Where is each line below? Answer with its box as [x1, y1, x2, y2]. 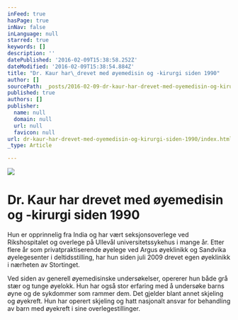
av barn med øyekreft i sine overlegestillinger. [7, 304, 140, 313]
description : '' [7, 50, 55, 57]
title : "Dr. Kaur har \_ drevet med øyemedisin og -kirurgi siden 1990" [7, 69, 220, 76]
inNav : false [7, 23, 46, 30]
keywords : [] [7, 43, 46, 50]
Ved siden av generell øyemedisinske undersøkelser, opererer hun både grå [7, 274, 228, 283]
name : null [13, 109, 46, 116]
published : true [7, 89, 55, 96]
